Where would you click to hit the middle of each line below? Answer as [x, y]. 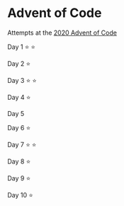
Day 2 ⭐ [19, 63]
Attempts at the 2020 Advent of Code [62, 33]
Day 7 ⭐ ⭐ [22, 144]
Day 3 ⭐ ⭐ [22, 80]
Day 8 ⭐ [19, 161]
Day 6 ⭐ [19, 127]
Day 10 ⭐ [20, 195]
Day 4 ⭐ [19, 97]
